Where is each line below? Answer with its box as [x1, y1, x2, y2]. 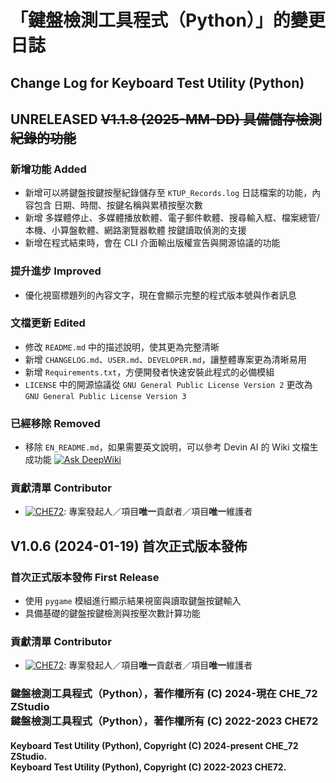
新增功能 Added [10, 162, 87, 176]
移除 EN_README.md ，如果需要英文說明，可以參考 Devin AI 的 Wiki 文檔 [24, 441, 310, 453]
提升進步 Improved [10, 264, 102, 278]
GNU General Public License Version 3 [24, 391, 187, 401]
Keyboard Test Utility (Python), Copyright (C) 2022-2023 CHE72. [10, 761, 287, 773]
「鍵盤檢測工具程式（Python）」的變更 [10, 9, 326, 32]
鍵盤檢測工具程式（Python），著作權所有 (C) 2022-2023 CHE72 [10, 714, 319, 728]
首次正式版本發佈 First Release [10, 570, 160, 584]
